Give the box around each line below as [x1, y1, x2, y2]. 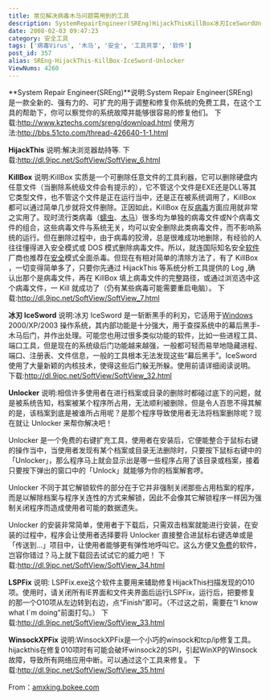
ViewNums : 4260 [8, 65, 59, 73]
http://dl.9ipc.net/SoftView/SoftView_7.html [17, 293, 160, 302]
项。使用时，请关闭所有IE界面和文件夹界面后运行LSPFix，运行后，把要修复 [8, 587, 256, 597]
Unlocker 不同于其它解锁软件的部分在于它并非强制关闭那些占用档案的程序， [8, 482, 259, 492]
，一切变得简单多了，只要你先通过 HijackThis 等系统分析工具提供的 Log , [8, 263, 248, 273]
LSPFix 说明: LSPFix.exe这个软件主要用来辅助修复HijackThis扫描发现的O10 [8, 577, 255, 587]
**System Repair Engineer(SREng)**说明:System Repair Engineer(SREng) [8, 87, 253, 97]
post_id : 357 [8, 49, 52, 57]
